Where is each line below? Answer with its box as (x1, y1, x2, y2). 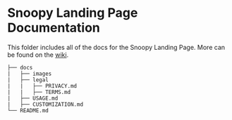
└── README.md (7, 107, 49, 114)
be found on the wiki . (7, 51, 69, 59)
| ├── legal (7, 76, 49, 84)
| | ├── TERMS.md (7, 88, 71, 95)
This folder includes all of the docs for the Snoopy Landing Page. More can (7, 43, 226, 51)
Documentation (7, 20, 101, 36)
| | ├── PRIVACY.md (7, 82, 78, 89)
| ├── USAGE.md (7, 95, 59, 102)
